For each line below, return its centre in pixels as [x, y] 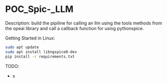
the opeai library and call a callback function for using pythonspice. [74, 28]
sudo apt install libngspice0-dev [41, 52]
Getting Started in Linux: [30, 38]
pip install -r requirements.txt [40, 56]
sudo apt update [22, 47]
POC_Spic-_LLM [39, 9]
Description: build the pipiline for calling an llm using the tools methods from [84, 23]
